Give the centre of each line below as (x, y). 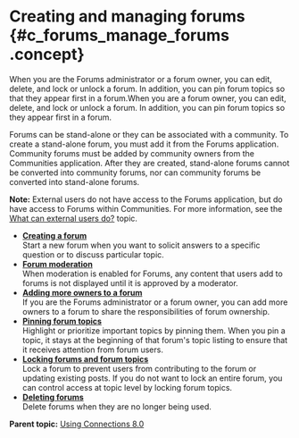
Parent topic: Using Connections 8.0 (77, 424)
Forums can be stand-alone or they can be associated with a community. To (149, 134)
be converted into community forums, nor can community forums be (135, 173)
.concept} (47, 55)
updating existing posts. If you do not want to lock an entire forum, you (152, 378)
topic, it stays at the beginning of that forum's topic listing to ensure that (155, 340)
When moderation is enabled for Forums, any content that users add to (152, 274)
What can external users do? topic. (74, 218)
